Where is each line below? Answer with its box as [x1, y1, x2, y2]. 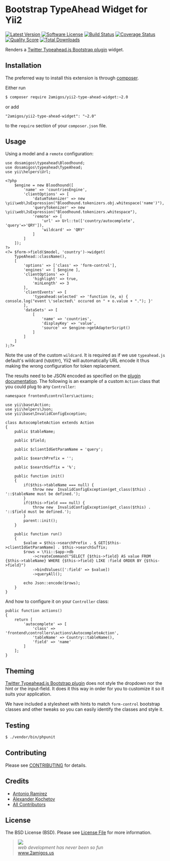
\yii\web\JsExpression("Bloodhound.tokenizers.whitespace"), [5, 210, 138, 215]
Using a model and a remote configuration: [5, 151, 94, 157]
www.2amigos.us [17, 850, 54, 856]
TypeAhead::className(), [14, 254, 67, 259]
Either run [5, 85, 26, 91]
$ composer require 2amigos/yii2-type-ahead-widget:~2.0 [5, 94, 128, 100]
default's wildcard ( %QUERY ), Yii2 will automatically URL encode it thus [5, 357, 150, 364]
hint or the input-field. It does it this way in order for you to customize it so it [5, 686, 164, 692]
